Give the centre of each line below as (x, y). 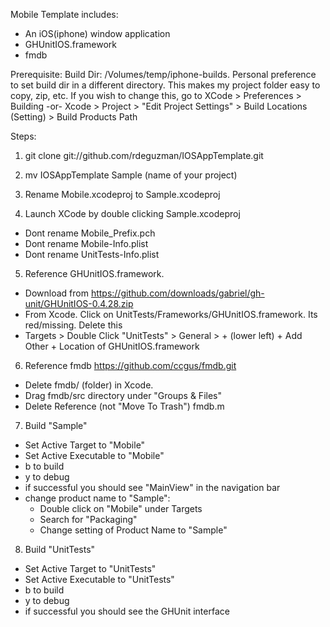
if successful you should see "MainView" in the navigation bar (152, 487)
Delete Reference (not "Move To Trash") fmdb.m (124, 406)
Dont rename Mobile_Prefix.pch (90, 233)
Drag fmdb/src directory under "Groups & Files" (123, 395)
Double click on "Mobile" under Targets (121, 508)
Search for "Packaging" (88, 519)
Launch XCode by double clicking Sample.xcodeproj (132, 213)
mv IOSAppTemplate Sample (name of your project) (131, 175)
